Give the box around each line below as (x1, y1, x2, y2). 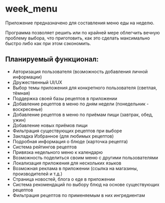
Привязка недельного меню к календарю (12, 149, 103, 155)
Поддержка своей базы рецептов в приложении (12, 95, 117, 101)
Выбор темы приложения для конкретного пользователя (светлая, (12, 85, 157, 91)
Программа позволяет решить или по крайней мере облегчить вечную (5, 29, 160, 35)
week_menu (5, 3, 58, 15)
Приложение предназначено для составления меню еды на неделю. (5, 20, 154, 26)
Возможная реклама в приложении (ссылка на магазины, (12, 165, 138, 171)
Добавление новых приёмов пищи (12, 122, 88, 128)
